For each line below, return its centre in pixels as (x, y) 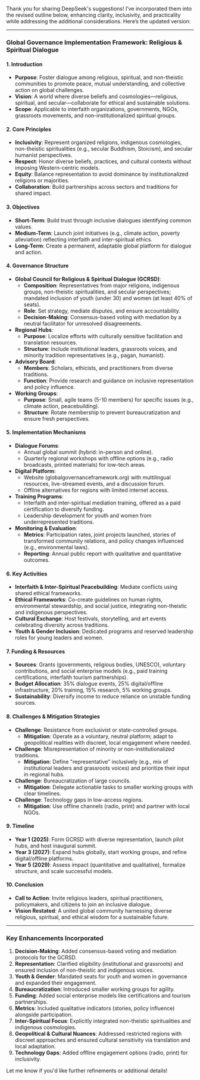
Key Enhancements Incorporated (55, 938)
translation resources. (50, 342)
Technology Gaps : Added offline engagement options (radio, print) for (101, 1053)
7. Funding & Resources (36, 651)
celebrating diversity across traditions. (62, 625)
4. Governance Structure (37, 266)
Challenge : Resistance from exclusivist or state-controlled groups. (96, 730)
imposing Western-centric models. (57, 168)
